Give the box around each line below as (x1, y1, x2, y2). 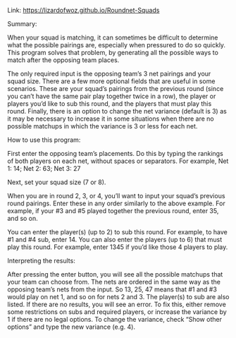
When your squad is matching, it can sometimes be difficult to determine (7, 33, 218, 42)
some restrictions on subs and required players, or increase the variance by (7, 308, 227, 316)
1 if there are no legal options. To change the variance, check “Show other (7, 315, 222, 323)
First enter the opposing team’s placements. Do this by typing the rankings (7, 150, 223, 157)
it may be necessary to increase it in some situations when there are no (7, 114, 215, 123)
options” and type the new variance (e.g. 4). (7, 322, 136, 331)
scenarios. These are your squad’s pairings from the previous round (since (7, 85, 224, 92)
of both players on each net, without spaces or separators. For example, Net (7, 157, 229, 165)
